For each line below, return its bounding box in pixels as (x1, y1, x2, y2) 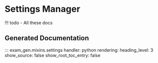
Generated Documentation (4, 34, 89, 42)
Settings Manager (4, 3, 81, 15)
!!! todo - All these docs (4, 20, 53, 26)
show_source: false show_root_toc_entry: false (4, 52, 101, 58)
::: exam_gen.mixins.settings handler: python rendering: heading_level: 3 (4, 47, 154, 53)
